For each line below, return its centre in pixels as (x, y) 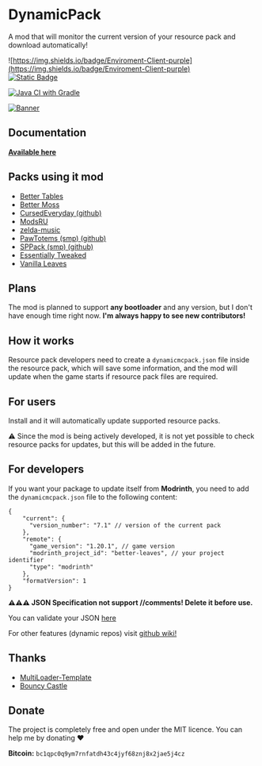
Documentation (47, 133)
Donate (27, 711)
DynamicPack (55, 15)
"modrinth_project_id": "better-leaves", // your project (127, 553)
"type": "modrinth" (61, 567)
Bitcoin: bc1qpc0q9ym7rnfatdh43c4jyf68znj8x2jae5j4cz (97, 753)
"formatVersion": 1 (55, 580)
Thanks (27, 659)
